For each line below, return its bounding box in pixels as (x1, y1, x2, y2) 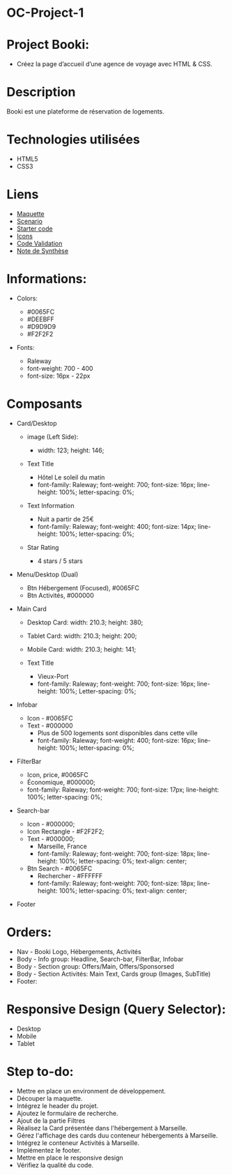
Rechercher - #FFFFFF (37, 871, 103, 880)
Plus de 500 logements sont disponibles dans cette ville (37, 728, 198, 737)
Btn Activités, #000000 (26, 591, 95, 599)
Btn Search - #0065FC (26, 864, 93, 873)
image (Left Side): (26, 432, 79, 440)
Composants (6, 396, 83, 412)
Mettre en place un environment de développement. (16, 1086, 167, 1095)
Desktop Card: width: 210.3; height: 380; (26, 618, 144, 627)
